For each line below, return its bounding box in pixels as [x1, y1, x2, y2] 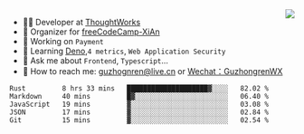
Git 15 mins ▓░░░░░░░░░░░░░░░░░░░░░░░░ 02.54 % [9, 116, 270, 125]
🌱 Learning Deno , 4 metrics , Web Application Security [22, 45, 226, 56]
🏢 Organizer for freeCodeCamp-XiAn [22, 26, 160, 37]
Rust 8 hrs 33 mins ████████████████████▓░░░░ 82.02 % [9, 84, 270, 93]
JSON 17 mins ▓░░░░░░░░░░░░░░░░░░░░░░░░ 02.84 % [9, 108, 270, 117]
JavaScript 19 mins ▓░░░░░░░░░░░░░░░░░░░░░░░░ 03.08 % [9, 100, 270, 109]
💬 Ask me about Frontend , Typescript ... [22, 55, 169, 66]
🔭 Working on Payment [22, 36, 104, 46]
